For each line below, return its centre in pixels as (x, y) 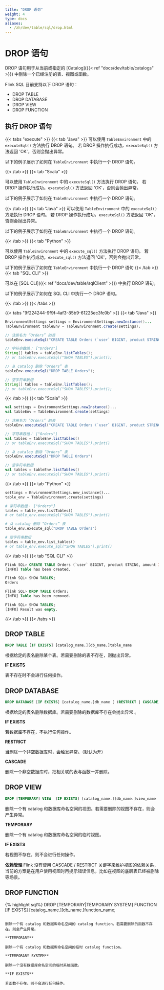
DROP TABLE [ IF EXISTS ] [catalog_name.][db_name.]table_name (69, 645)
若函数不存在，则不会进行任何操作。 (36, 983)
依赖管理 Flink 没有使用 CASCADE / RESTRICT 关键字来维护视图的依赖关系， (82, 865)
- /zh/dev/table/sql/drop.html (41, 28)
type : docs (16, 19)
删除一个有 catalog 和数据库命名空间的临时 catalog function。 (64, 947)
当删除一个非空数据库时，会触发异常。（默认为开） (55, 752)
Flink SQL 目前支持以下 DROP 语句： (42, 85)
